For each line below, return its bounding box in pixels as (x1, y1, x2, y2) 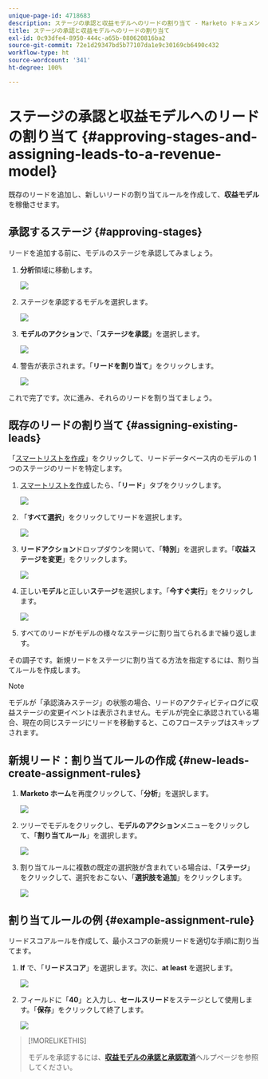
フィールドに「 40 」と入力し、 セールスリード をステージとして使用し (19, 994, 246, 1004)
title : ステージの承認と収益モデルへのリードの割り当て (8, 26, 170, 34)
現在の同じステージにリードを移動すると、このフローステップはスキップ (22, 718, 259, 727)
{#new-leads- (178, 753, 250, 767)
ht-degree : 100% (8, 64, 62, 72)
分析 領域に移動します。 (19, 265, 97, 274)
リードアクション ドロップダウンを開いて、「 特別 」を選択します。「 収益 (19, 544, 250, 554)
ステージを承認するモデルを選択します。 (19, 297, 153, 306)
